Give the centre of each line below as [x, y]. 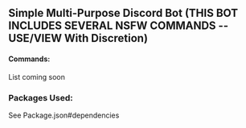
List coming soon [37, 76]
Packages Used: [41, 97]
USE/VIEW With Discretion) [78, 38]
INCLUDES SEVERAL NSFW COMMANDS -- [119, 26]
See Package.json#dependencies [64, 115]
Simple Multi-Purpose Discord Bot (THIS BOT [123, 13]
